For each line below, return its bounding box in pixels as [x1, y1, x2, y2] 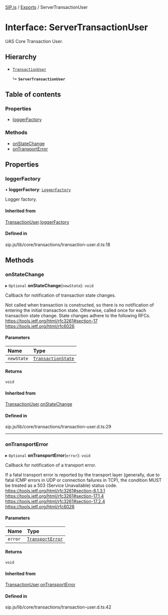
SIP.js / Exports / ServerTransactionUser [5, 5, 88, 10]
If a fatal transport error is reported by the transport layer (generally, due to [5, 471, 160, 477]
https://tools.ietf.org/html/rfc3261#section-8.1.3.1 [5, 487, 105, 493]
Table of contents [5, 90, 61, 99]
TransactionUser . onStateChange [5, 401, 72, 407]
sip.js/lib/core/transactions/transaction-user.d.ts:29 [5, 424, 111, 430]
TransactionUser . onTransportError [5, 581, 76, 587]
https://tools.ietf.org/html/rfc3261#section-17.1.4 [5, 493, 104, 499]
